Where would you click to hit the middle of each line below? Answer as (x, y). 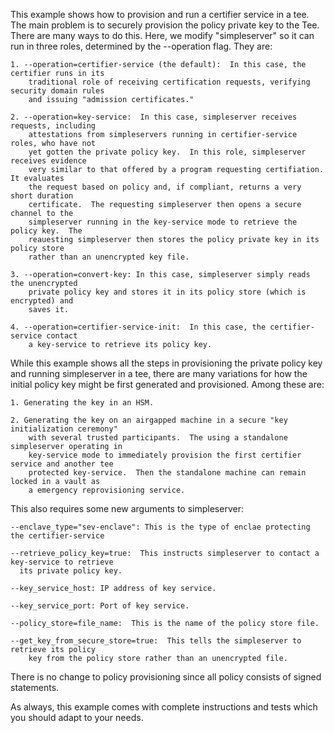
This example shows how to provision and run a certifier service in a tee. (160, 14)
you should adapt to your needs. (77, 717)
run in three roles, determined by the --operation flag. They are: (141, 46)
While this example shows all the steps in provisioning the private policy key (166, 363)
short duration (42, 196)
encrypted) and (42, 301)
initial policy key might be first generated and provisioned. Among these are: (167, 384)
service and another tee (62, 464)
